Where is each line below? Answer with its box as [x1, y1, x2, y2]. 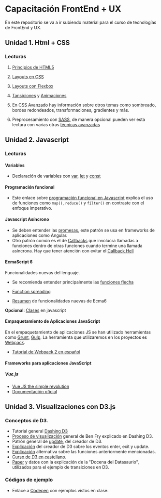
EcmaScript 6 [5, 259, 33, 265]
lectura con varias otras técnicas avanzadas [12, 121, 100, 127]
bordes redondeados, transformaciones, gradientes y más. [12, 107, 130, 113]
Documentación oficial [12, 388, 57, 394]
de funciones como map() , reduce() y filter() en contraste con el [12, 200, 144, 206]
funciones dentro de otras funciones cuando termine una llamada [12, 243, 143, 249]
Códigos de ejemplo [5, 477, 53, 483]
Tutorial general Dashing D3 [12, 428, 68, 434]
